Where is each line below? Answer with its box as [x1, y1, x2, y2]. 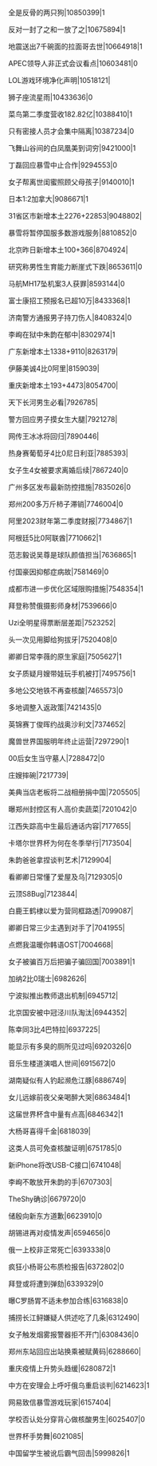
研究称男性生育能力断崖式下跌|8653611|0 [8, 262, 143, 271]
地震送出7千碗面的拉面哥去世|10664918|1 [8, 41, 143, 51]
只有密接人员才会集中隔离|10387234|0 [8, 127, 135, 136]
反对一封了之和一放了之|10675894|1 [8, 25, 126, 34]
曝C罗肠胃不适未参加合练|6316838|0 [8, 1296, 129, 1305]
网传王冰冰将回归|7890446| [8, 432, 100, 441]
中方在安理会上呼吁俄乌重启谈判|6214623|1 [8, 1381, 150, 1390]
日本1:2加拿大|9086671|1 [8, 195, 89, 203]
